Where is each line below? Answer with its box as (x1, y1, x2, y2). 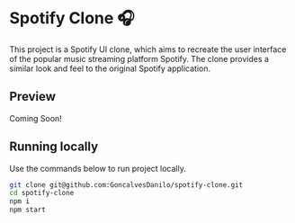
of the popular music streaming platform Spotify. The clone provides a (9, 53, 270, 64)
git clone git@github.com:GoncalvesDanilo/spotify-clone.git (9, 180, 244, 190)
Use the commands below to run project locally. (9, 163, 187, 174)
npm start (9, 205, 47, 215)
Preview (9, 89, 57, 104)
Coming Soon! (9, 112, 63, 123)
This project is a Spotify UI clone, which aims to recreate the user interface (9, 43, 287, 55)
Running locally (9, 139, 99, 155)
